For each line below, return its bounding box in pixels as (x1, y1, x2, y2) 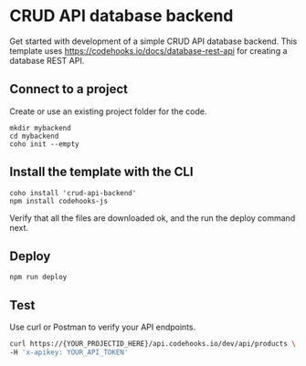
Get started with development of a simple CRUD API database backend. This (9, 36, 298, 47)
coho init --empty (9, 139, 79, 149)
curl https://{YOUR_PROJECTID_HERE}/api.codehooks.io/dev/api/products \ (9, 340, 297, 349)
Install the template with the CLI (9, 164, 194, 180)
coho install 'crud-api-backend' (9, 188, 137, 197)
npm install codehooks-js (9, 196, 108, 205)
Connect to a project (9, 81, 128, 97)
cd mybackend (9, 131, 59, 141)
